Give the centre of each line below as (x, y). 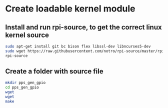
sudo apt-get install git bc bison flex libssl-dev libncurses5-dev (78, 46)
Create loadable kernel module (70, 9)
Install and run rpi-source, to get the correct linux (83, 27)
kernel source (27, 35)
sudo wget (15, 51)
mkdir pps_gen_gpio (25, 83)
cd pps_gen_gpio (22, 87)
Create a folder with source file (54, 71)
